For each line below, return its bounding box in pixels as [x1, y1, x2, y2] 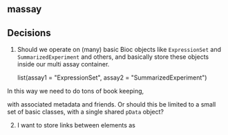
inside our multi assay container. [17, 60, 110, 69]
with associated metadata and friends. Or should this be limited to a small [7, 100, 216, 109]
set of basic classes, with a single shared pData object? [7, 108, 164, 116]
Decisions [7, 27, 51, 39]
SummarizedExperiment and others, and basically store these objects [17, 53, 209, 61]
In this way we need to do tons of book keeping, [7, 87, 144, 96]
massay [7, 3, 42, 15]
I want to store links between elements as [17, 121, 136, 129]
